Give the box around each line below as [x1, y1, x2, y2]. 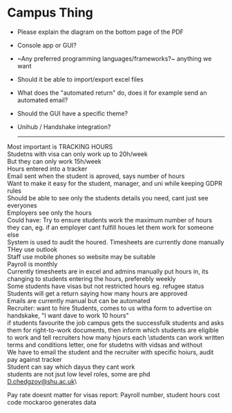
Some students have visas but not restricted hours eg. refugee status [7, 282, 204, 290]
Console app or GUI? [17, 41, 77, 49]
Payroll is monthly [7, 260, 58, 268]
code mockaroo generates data [7, 398, 97, 406]
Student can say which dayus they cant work [7, 363, 135, 371]
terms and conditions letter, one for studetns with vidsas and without [7, 340, 202, 349]
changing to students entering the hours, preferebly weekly [7, 274, 176, 282]
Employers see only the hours [7, 209, 92, 217]
